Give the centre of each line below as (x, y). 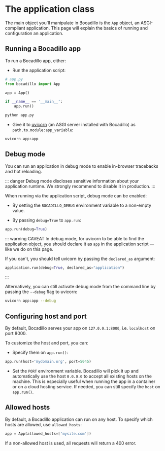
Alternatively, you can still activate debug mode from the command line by (81, 287)
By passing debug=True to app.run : (47, 220)
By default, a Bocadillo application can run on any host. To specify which (79, 419)
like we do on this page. (29, 249)
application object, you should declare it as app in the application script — (80, 244)
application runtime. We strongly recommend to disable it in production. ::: (80, 186)
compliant (15, 28)
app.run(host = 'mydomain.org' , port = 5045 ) (48, 362)
